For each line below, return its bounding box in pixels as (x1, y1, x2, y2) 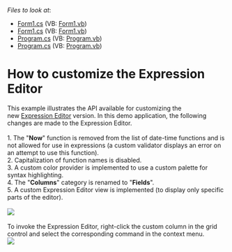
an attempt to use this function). (7, 148, 100, 156)
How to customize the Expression (7, 66, 206, 82)
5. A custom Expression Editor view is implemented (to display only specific (7, 185, 224, 194)
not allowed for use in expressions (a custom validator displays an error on (7, 141, 222, 149)
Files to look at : (7, 6, 52, 14)
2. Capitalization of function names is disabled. (7, 156, 142, 164)
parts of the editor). (7, 193, 63, 201)
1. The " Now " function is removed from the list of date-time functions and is (7, 133, 225, 142)
